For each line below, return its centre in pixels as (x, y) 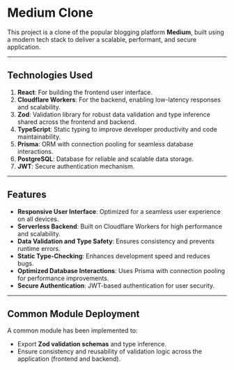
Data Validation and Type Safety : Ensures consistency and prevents (116, 241)
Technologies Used (50, 76)
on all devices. (38, 219)
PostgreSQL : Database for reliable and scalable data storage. (105, 159)
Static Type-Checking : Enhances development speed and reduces (114, 256)
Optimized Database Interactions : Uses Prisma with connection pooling (121, 270)
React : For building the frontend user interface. (85, 92)
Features (27, 195)
